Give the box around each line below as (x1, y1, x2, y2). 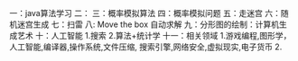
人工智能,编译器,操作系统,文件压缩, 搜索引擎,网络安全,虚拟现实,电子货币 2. (9, 41, 283, 52)
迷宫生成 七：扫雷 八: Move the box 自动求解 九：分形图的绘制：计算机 (16, 19, 280, 30)
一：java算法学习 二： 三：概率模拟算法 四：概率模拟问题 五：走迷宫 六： (9, 8, 282, 18)
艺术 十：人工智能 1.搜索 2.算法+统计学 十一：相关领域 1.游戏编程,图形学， (16, 30, 292, 40)
